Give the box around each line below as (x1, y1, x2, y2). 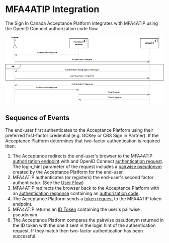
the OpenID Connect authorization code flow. (5, 25, 99, 31)
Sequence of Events (5, 114, 70, 122)
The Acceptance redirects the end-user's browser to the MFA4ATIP (12, 152, 152, 159)
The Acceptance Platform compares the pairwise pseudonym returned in (12, 217, 164, 223)
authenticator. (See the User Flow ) (12, 180, 84, 186)
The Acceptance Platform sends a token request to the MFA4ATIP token (12, 195, 162, 202)
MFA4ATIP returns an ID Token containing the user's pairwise (12, 206, 140, 212)
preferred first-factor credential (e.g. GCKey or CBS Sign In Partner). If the (5, 132, 159, 138)
